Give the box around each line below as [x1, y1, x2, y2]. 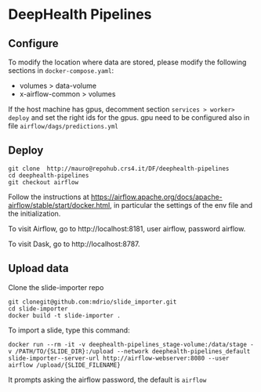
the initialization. [8, 209, 61, 218]
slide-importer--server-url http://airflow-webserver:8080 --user [8, 354, 230, 362]
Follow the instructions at [8, 192, 89, 201]
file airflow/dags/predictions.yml [8, 122, 119, 130]
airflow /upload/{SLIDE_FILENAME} [8, 361, 121, 369]
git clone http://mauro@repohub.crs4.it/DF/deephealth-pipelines [8, 165, 230, 172]
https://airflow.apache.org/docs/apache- [90, 192, 223, 201]
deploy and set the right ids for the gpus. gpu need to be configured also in [8, 113, 250, 122]
